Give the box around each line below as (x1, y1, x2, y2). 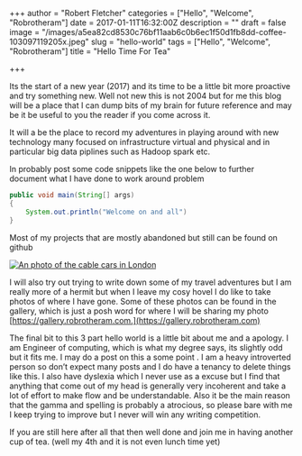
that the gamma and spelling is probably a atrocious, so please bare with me (9, 399, 293, 410)
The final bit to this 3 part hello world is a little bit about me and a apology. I (9, 333, 289, 343)
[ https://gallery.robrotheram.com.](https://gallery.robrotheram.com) (9, 315, 261, 325)
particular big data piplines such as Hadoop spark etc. (9, 146, 211, 157)
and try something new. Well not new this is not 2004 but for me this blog (9, 90, 282, 101)
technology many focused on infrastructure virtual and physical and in (9, 137, 270, 147)
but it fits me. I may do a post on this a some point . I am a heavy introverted (9, 351, 291, 362)
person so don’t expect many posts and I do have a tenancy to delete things (9, 360, 291, 372)
